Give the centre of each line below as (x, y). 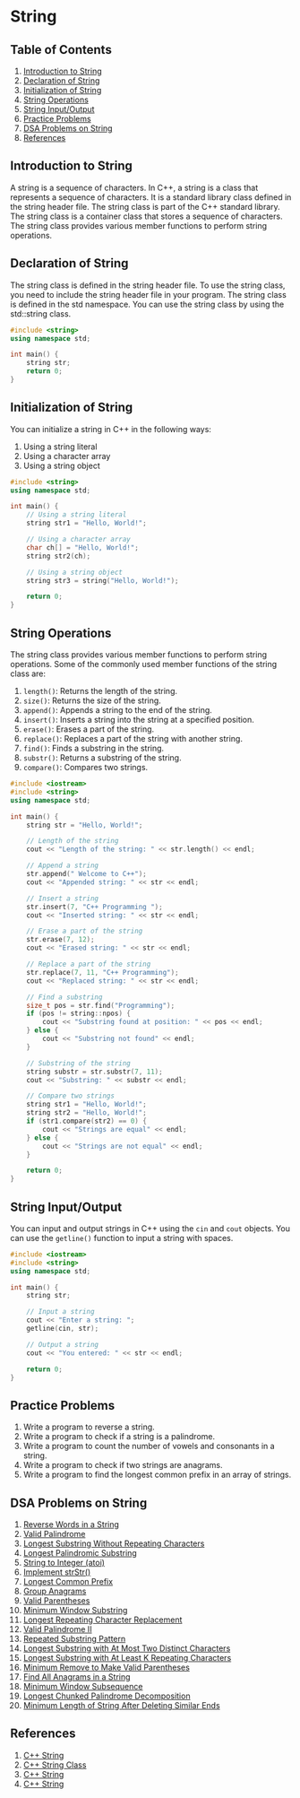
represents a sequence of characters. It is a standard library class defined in (151, 197)
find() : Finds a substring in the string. (94, 748)
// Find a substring (64, 997)
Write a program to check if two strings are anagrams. (123, 1465)
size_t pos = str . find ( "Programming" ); (101, 1005)
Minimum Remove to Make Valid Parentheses (107, 1668)
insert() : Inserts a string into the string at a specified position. (138, 720)
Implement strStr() (57, 1572)
